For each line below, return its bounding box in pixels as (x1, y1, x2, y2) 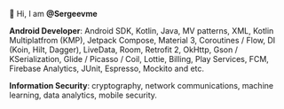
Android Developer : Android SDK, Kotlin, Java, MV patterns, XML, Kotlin (9, 26, 274, 35)
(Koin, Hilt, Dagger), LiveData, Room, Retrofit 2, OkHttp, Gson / (9, 44, 238, 55)
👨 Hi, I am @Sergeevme (9, 9, 98, 19)
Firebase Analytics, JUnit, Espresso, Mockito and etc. (9, 63, 205, 74)
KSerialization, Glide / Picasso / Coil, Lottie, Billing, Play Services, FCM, (9, 54, 269, 64)
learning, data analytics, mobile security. (9, 90, 158, 100)
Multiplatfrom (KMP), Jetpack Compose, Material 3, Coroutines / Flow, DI (9, 35, 276, 45)
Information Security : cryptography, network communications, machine (9, 81, 273, 90)
